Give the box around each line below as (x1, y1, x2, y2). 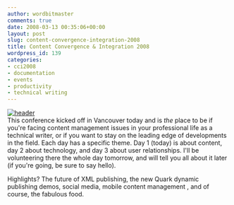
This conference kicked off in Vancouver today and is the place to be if (7, 116, 213, 124)
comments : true (7, 17, 52, 24)
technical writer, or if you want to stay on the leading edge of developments (7, 131, 227, 140)
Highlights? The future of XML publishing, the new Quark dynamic (7, 175, 199, 184)
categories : (7, 57, 42, 64)
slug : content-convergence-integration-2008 (7, 37, 140, 44)
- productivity (7, 83, 52, 90)
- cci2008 (7, 63, 37, 70)
